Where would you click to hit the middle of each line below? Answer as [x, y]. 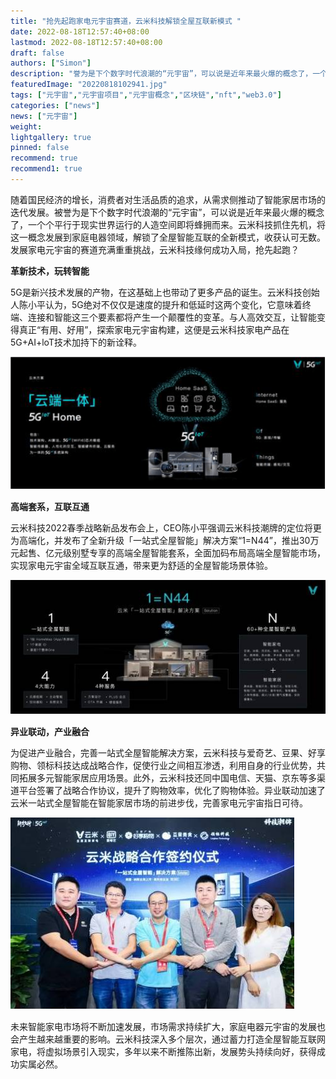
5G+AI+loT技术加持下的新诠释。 [76, 342]
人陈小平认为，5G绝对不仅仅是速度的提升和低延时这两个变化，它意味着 [156, 304]
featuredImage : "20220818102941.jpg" [89, 85]
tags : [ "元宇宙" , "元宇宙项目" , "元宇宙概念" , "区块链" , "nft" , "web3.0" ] [146, 95]
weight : [26, 126]
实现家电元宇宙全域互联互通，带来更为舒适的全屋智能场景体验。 [141, 565]
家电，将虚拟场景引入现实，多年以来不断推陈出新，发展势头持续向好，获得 [163, 1051]
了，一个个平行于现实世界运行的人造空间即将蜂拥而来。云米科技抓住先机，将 [168, 224]
